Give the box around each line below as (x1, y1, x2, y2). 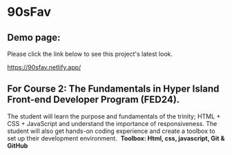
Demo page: (7, 32, 61, 43)
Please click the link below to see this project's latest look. (7, 50, 173, 58)
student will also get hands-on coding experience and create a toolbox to (7, 127, 215, 135)
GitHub (7, 141, 28, 149)
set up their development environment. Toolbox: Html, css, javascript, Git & (7, 134, 225, 142)
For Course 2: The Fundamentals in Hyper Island (7, 83, 220, 95)
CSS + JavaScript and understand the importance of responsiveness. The (7, 119, 217, 127)
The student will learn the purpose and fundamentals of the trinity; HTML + (7, 112, 221, 121)
